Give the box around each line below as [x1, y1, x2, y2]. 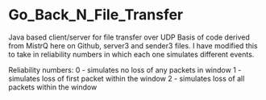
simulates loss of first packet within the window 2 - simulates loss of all [8, 73, 245, 83]
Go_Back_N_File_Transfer [8, 6, 184, 24]
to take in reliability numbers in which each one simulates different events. [8, 49, 255, 59]
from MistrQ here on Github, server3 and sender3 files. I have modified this [8, 40, 258, 50]
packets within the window [8, 82, 98, 92]
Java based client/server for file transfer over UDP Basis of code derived [8, 32, 250, 42]
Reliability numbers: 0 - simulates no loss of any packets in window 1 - [8, 65, 242, 74]
